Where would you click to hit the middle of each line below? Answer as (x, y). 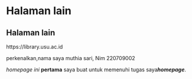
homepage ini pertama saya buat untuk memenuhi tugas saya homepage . (96, 70)
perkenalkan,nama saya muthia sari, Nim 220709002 (71, 58)
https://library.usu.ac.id (35, 47)
